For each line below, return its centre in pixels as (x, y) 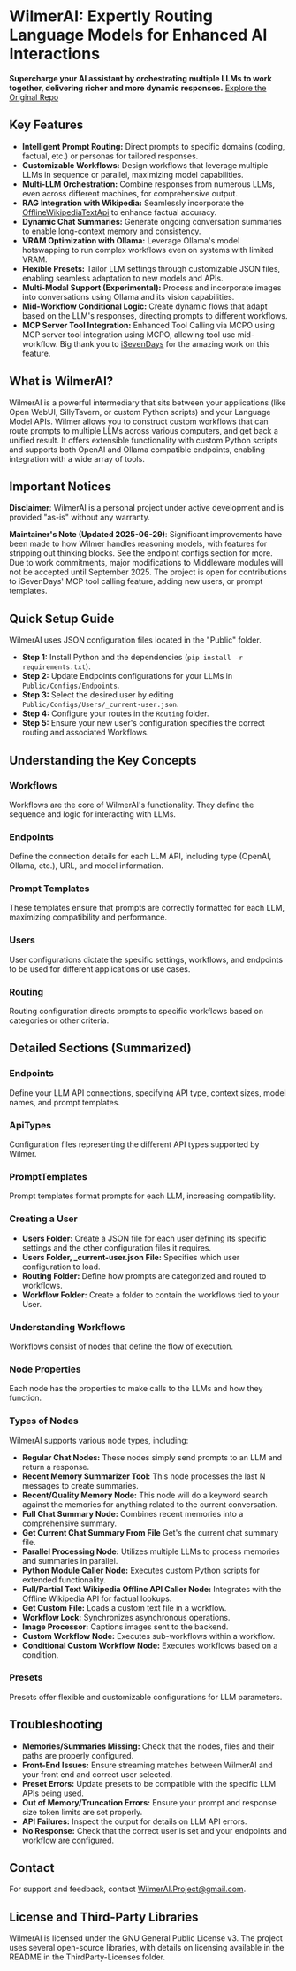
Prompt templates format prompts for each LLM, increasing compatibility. (142, 1196)
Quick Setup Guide (62, 618)
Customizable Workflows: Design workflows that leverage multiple (145, 165)
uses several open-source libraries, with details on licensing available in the (147, 1948)
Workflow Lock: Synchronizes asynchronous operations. (126, 1617)
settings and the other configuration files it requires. (117, 1247)
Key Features (46, 125)
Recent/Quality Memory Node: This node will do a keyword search (144, 1495)
